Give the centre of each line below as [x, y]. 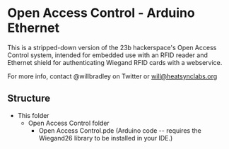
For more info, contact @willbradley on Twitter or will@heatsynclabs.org [112, 76]
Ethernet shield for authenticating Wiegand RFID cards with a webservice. [115, 62]
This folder [33, 115]
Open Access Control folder [69, 123]
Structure [29, 99]
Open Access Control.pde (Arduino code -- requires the [120, 130]
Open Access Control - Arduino [101, 13]
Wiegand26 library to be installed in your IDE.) [106, 138]
